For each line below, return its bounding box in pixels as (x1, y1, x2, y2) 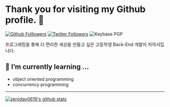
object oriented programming (12, 76, 74, 82)
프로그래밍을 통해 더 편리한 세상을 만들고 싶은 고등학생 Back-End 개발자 (5, 41, 147, 47)
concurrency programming (12, 81, 69, 87)
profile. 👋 (5, 14, 45, 26)
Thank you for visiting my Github (5, 4, 146, 15)
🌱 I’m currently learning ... (5, 63, 90, 71)
